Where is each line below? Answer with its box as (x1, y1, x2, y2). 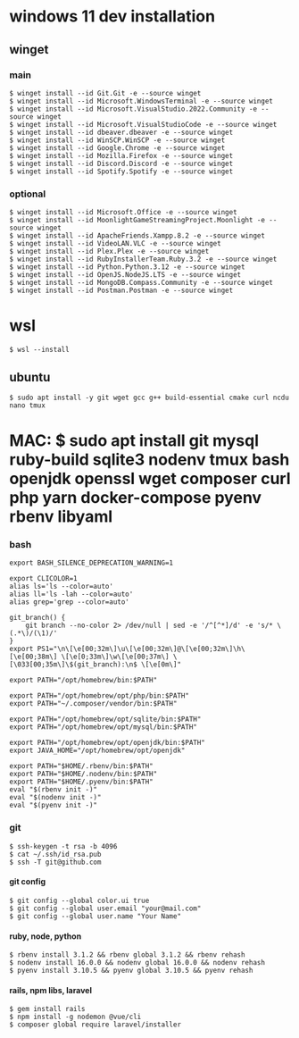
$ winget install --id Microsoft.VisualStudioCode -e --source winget (9, 120, 278, 129)
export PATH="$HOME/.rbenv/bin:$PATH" (9, 762, 154, 771)
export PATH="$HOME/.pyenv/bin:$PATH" (9, 777, 154, 787)
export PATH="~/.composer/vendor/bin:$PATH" (9, 699, 178, 708)
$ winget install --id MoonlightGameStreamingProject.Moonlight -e (9, 216, 266, 225)
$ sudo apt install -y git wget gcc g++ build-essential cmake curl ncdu (9, 393, 290, 402)
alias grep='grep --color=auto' (9, 598, 129, 607)
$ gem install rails (9, 1005, 87, 1014)
